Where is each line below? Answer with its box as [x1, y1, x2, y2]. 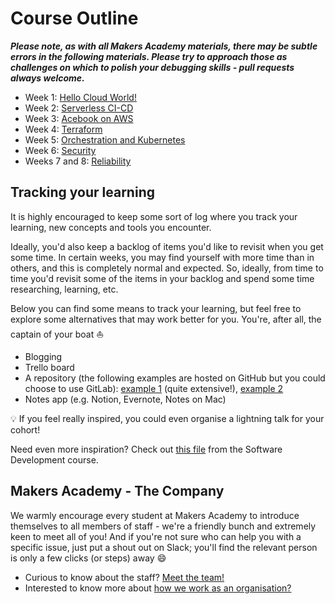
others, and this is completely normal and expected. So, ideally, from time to [10, 262, 324, 274]
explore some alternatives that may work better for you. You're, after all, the [10, 313, 322, 325]
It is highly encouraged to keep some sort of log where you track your [10, 210, 298, 222]
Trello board [24, 361, 75, 373]
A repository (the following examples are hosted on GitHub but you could [24, 372, 326, 384]
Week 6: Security [24, 144, 97, 156]
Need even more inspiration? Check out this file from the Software [10, 443, 283, 455]
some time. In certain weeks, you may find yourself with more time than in [10, 251, 315, 263]
